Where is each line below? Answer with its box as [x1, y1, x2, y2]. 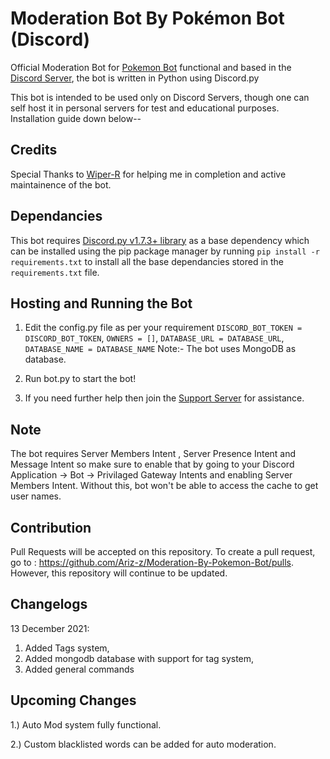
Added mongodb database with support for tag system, [24, 652, 255, 664]
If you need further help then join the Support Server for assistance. [24, 392, 305, 404]
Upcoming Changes [10, 692, 137, 709]
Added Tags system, [24, 642, 110, 654]
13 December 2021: [10, 622, 90, 634]
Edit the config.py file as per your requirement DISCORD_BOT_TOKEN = [24, 322, 303, 334]
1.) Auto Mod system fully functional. [10, 718, 162, 731]
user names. [10, 490, 62, 502]
